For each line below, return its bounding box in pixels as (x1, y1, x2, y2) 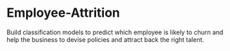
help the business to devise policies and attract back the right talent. (6, 35, 205, 43)
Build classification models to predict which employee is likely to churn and (6, 28, 224, 36)
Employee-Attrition (6, 5, 121, 21)
